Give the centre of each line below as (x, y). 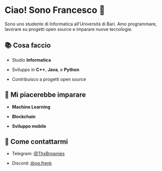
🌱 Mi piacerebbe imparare (45, 95)
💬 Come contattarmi (36, 141)
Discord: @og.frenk (32, 163)
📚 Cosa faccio (28, 45)
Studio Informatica (31, 60)
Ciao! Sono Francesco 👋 (55, 10)
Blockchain (24, 116)
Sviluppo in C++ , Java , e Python (45, 70)
